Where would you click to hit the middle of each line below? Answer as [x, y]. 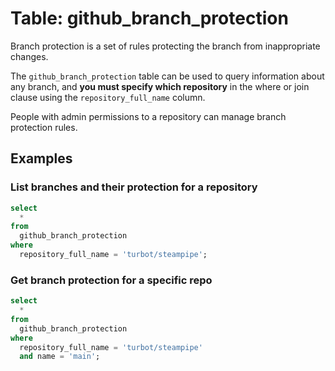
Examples [41, 158]
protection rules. [44, 127]
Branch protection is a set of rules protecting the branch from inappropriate [165, 46]
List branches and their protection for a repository [134, 187]
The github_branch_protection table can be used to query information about [167, 76]
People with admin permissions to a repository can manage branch [148, 116]
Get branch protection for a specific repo [111, 280]
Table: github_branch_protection [149, 18]
